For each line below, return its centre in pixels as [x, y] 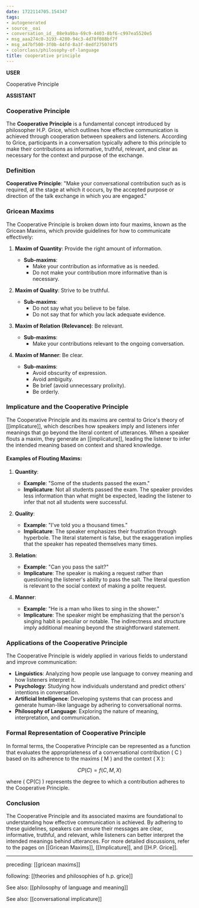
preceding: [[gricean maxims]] [43, 864]
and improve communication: [42, 662]
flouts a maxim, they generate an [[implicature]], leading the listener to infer [98, 438]
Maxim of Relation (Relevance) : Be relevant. [69, 326]
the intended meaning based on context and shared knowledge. [84, 445]
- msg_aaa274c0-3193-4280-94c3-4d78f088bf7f [62, 39]
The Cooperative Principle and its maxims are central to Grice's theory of [95, 420]
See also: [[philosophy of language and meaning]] [67, 887]
